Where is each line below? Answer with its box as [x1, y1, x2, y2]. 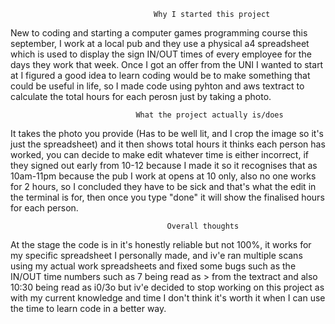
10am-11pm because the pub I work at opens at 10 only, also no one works [10, 170, 317, 182]
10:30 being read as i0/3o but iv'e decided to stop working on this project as [10, 281, 325, 293]
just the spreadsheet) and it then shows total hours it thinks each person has [10, 138, 326, 150]
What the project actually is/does [135, 110, 284, 120]
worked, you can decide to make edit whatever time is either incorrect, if [10, 149, 309, 160]
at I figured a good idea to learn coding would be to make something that [10, 70, 311, 81]
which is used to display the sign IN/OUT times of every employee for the [10, 48, 312, 60]
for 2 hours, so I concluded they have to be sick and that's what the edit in [10, 181, 317, 192]
